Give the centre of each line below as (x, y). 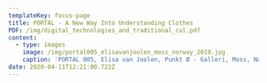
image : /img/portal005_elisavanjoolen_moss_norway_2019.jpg (124, 52)
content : (23, 38)
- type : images (41, 45)
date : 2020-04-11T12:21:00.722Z (62, 67)
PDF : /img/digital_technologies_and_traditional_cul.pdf (104, 30)
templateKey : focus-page (49, 15)
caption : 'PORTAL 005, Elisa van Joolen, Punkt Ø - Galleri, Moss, (136, 60)
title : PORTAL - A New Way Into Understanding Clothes (101, 23)
